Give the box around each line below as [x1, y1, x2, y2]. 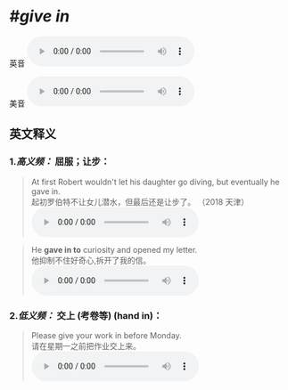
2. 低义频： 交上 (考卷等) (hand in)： [9, 309, 163, 321]
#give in [9, 6, 70, 27]
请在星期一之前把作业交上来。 [30, 340, 141, 351]
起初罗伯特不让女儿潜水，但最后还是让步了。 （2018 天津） [30, 196, 250, 207]
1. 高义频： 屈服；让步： [9, 156, 110, 168]
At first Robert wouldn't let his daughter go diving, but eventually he [30, 176, 280, 187]
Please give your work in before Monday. [30, 329, 183, 340]
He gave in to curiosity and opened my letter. [30, 244, 198, 255]
